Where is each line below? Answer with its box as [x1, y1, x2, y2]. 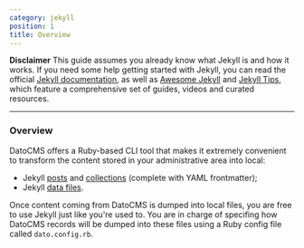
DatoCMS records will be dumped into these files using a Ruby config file [9, 218, 282, 229]
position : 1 [9, 22, 54, 31]
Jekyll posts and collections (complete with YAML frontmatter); [22, 172, 258, 183]
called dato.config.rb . [9, 228, 93, 239]
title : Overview [9, 30, 71, 39]
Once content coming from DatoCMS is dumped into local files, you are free [9, 199, 292, 210]
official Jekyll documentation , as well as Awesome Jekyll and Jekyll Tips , [9, 74, 282, 85]
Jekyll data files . [22, 182, 84, 193]
